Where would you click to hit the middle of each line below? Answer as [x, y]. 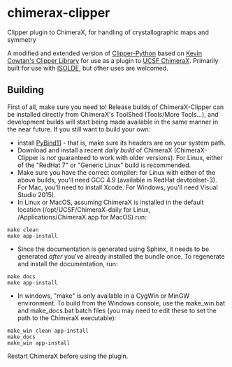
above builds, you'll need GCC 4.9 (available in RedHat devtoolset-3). [117, 180]
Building [26, 90]
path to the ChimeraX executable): [67, 318]
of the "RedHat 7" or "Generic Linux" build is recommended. [104, 165]
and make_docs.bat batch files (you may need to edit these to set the [117, 310]
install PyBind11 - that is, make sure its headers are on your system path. [121, 143]
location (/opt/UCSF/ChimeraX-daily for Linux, [84, 209]
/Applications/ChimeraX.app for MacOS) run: [82, 217]
